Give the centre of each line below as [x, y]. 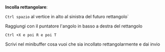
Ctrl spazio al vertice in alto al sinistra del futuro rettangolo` [67, 16]
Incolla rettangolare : [27, 7]
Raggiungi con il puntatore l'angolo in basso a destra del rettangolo [74, 26]
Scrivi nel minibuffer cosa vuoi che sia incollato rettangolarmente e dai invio [83, 44]
